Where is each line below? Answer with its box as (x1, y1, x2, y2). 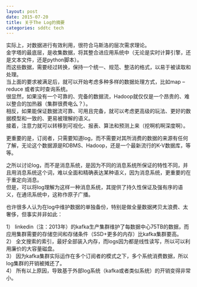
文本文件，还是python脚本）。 (11, 56, 82, 63)
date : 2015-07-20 (6, 14, 49, 20)
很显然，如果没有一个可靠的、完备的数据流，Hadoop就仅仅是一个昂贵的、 (6, 93, 185, 100)
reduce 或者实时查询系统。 (6, 86, 72, 93)
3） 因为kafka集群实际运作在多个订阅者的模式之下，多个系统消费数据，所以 (6, 252, 189, 259)
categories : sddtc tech (6, 25, 64, 31)
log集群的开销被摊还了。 (6, 260, 66, 267)
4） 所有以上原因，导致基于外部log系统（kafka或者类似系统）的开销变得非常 (6, 267, 191, 274)
